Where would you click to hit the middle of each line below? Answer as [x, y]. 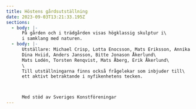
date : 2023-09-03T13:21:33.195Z [45, 17]
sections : [18, 22]
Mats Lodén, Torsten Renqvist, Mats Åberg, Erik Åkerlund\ [95, 60]
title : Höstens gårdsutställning [47, 11]
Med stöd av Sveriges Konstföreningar [69, 97]
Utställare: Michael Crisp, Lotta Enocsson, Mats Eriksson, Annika [106, 50]
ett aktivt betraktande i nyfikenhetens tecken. [82, 76]
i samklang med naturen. [52, 38]
